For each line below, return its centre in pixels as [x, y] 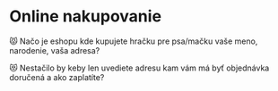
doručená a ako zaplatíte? [57, 77]
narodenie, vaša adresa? [55, 50]
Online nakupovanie [86, 17]
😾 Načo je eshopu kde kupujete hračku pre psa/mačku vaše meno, [134, 41]
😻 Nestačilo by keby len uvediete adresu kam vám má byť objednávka [139, 68]
